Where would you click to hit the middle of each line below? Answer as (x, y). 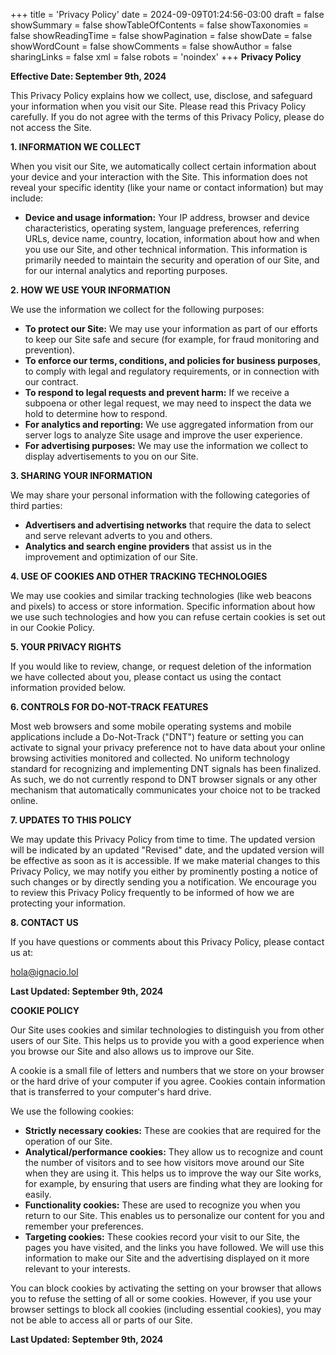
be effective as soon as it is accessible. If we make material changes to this (165, 860)
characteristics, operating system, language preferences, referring (162, 228)
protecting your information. (68, 903)
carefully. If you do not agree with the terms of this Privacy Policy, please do (167, 117)
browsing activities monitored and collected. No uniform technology (150, 758)
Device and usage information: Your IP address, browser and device (167, 217)
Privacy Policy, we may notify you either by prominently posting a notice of (164, 871)
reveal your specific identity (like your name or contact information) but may (167, 187)
